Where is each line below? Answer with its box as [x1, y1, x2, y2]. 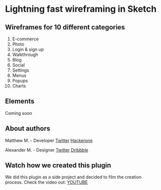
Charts [12, 83, 26, 89]
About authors [5, 124, 51, 133]
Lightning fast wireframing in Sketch [5, 3, 157, 15]
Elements [5, 97, 35, 106]
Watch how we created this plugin [5, 161, 111, 170]
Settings [12, 67, 29, 73]
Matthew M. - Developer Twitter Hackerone [5, 137, 93, 143]
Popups [12, 78, 28, 83]
